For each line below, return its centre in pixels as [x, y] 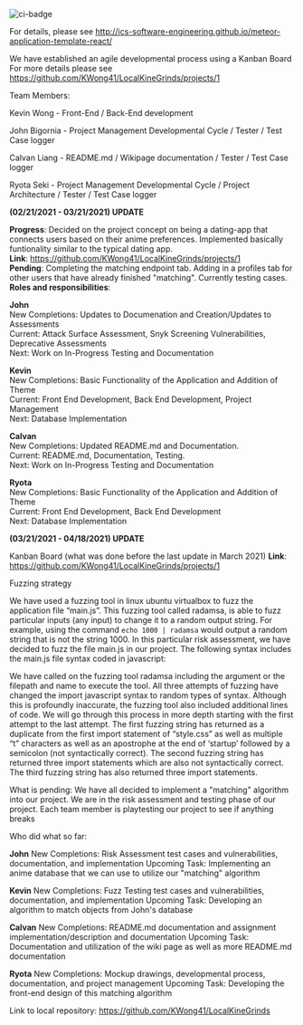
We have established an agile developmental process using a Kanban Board [151, 58]
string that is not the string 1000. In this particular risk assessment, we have [150, 639]
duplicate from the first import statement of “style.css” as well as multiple [146, 734]
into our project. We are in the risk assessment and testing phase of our [142, 800]
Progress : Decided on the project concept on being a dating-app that [139, 230]
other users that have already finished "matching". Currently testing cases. [148, 278]
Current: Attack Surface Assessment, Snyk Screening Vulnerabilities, [138, 334]
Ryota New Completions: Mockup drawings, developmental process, [137, 974]
